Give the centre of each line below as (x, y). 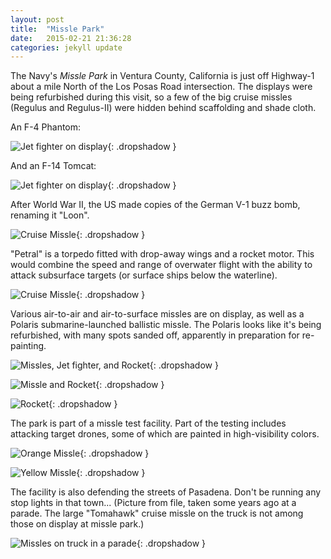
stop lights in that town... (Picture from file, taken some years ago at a (153, 503)
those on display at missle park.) (77, 524)
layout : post (37, 19)
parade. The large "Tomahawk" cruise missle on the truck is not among (157, 513)
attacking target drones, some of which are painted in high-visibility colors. (165, 434)
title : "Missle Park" (57, 29)
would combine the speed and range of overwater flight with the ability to (161, 265)
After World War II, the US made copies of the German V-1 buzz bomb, (155, 205)
